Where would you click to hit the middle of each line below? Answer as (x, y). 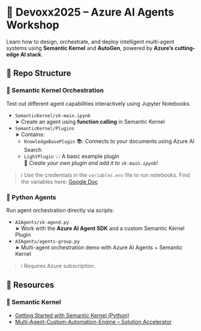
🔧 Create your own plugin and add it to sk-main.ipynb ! (91, 163)
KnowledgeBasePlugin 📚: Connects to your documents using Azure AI (109, 141)
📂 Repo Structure (39, 74)
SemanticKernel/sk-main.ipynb (53, 116)
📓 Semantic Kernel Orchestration (55, 91)
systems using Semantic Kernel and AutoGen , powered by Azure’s (90, 48)
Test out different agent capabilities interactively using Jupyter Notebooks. (98, 103)
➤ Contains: (30, 134)
